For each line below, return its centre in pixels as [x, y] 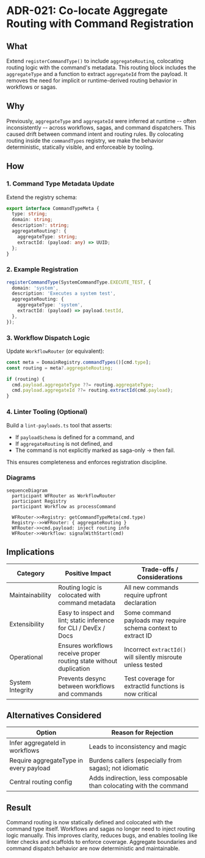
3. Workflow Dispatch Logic [48, 337]
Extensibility [27, 624]
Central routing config [41, 782]
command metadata [87, 603]
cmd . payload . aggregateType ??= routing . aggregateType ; [83, 385]
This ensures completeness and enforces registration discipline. [87, 462]
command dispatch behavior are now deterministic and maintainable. [93, 848]
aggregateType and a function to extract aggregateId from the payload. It [97, 74]
